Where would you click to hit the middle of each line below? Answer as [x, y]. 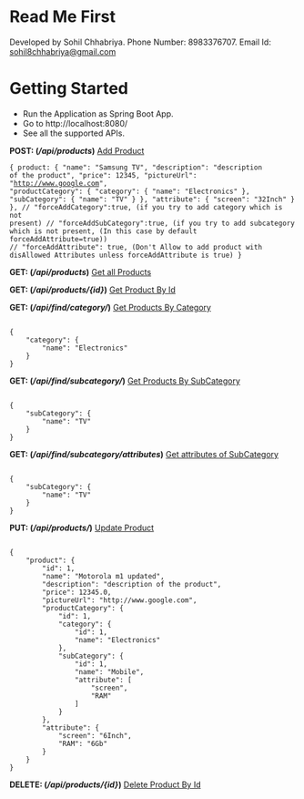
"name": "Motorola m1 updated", [104, 576]
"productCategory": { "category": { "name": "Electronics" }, [130, 191]
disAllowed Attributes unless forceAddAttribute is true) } [126, 255]
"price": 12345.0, [77, 592]
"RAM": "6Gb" [82, 743]
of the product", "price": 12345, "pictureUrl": [103, 175]
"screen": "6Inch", [95, 735]
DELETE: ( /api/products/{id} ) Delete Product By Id [105, 784]
